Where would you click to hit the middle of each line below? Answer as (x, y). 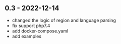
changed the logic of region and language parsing (64, 20)
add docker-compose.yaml (40, 31)
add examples (26, 36)
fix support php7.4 (31, 25)
